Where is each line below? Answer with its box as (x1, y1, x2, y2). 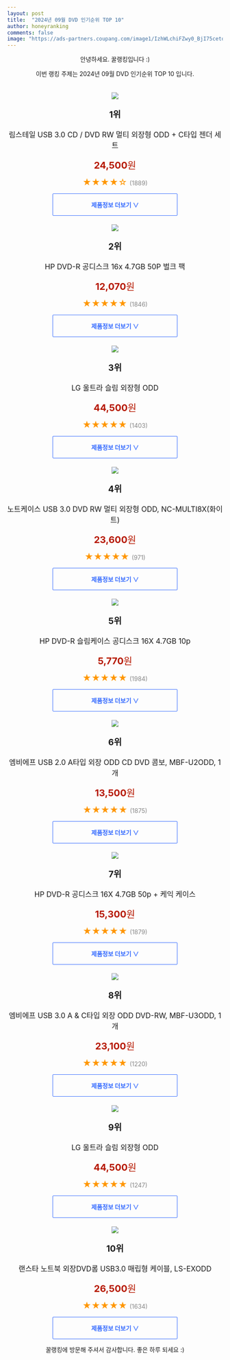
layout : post (7, 10, 44, 17)
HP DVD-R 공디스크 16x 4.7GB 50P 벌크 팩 (44, 262, 186, 271)
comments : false (7, 29, 53, 36)
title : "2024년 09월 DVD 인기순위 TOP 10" (7, 16, 125, 23)
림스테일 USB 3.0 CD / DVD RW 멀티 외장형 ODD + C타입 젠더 (8, 130, 213, 140)
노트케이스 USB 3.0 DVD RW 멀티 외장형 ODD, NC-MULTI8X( (7, 505, 210, 514)
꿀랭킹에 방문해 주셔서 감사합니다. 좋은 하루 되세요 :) (45, 1346, 185, 1354)
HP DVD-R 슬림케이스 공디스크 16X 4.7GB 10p (39, 637, 191, 646)
